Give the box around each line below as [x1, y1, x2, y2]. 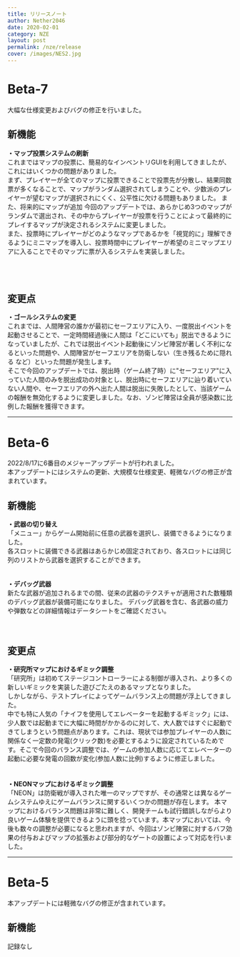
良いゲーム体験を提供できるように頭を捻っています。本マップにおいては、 [7, 816, 225, 823]
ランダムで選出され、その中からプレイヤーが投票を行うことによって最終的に [7, 211, 232, 220]
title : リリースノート [7, 10, 67, 18]
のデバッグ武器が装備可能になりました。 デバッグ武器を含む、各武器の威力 [7, 598, 229, 606]
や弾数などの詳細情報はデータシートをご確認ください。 [7, 606, 170, 615]
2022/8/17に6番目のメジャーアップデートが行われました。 [7, 459, 179, 468]
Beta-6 [7, 434, 50, 451]
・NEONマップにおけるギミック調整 [7, 780, 114, 788]
